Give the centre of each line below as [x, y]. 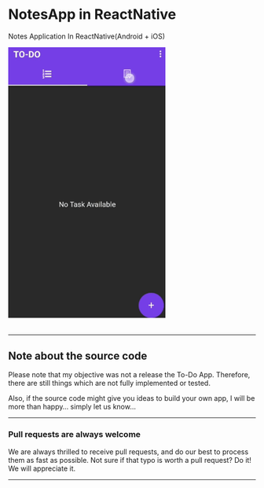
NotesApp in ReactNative [92, 15]
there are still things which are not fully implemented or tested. [109, 383]
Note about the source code [78, 356]
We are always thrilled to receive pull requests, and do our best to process [128, 451]
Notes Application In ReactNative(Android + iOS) [87, 36]
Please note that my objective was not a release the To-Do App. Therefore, [129, 375]
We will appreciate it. [42, 468]
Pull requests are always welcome [75, 435]
